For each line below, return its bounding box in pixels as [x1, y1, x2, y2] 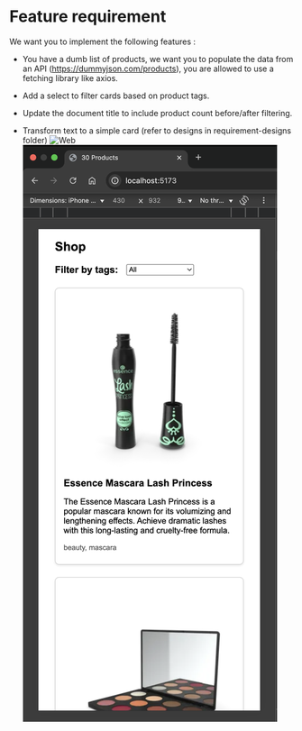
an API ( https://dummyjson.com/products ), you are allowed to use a [22, 63, 275, 74]
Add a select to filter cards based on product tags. [22, 90, 210, 101]
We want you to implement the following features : [9, 36, 197, 47]
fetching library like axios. [22, 72, 119, 83]
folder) [22, 134, 48, 145]
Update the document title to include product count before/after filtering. [22, 107, 293, 118]
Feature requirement [9, 6, 167, 27]
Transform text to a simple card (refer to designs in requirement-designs [22, 124, 292, 136]
